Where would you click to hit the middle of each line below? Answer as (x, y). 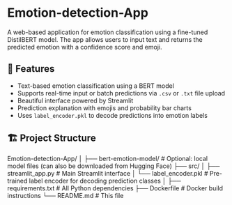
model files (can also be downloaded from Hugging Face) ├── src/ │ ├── (114, 166)
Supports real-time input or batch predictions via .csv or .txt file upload (121, 93)
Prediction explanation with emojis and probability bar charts (104, 108)
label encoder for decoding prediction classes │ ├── (105, 181)
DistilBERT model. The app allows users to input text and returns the (105, 39)
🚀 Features (31, 69)
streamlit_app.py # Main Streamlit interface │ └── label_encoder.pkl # (108, 173)
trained (17, 181)
